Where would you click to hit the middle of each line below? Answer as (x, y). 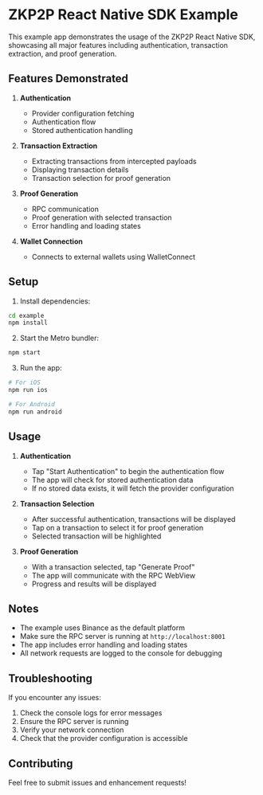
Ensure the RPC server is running (74, 722)
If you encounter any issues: (55, 698)
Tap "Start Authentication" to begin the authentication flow (128, 471)
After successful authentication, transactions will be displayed (133, 519)
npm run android (35, 412)
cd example (26, 315)
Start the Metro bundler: (59, 338)
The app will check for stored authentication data (112, 480)
